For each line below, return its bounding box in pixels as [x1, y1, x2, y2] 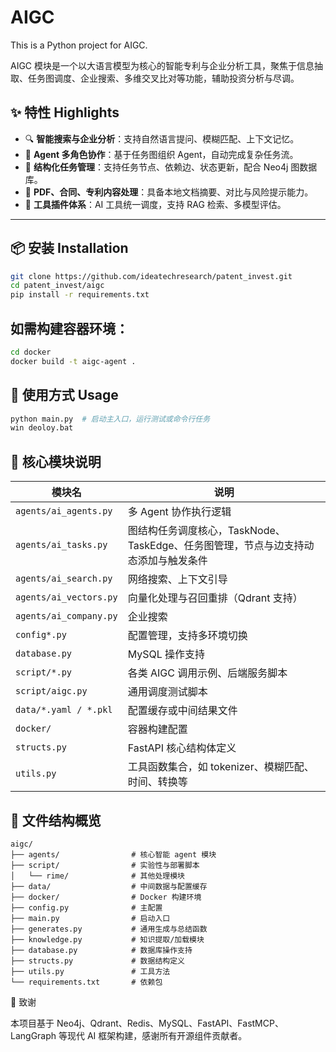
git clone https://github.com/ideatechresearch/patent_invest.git [10, 271, 293, 281]
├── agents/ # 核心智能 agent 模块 [10, 849, 217, 860]
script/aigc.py [15, 686, 88, 697]
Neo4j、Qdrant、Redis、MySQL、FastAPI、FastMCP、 [56, 1017, 284, 1029]
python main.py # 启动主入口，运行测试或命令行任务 [10, 414, 211, 424]
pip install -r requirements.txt [10, 290, 150, 300]
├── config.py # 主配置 [10, 902, 163, 913]
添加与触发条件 [137, 554, 208, 568]
